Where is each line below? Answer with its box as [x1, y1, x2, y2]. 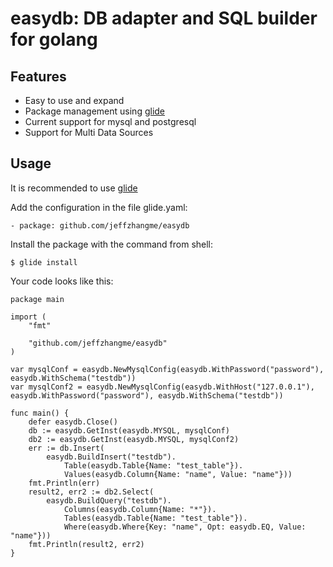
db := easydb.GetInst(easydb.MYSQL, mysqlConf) [28, 425, 230, 436]
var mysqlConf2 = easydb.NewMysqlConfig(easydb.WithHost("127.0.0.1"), [10, 382, 315, 392]
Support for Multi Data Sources [24, 127, 154, 138]
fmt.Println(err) [28, 478, 101, 488]
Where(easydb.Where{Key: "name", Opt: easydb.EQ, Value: [63, 522, 307, 532]
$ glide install [10, 257, 78, 267]
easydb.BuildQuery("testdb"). [46, 495, 172, 506]
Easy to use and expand [24, 95, 125, 106]
